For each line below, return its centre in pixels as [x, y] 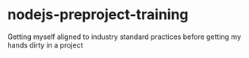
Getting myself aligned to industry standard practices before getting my [125, 37]
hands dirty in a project [45, 44]
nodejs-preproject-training [98, 15]
